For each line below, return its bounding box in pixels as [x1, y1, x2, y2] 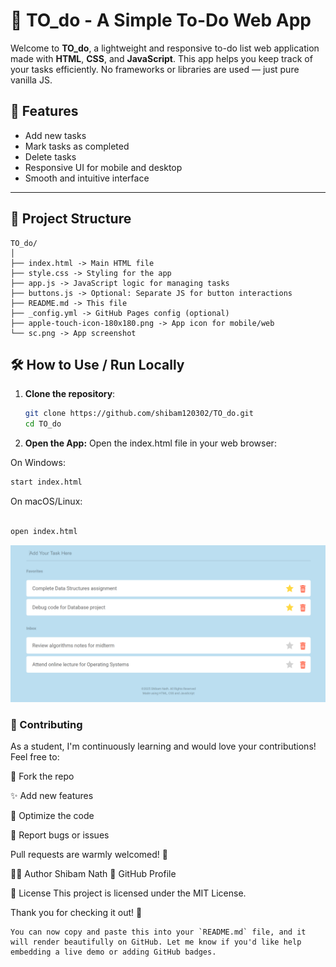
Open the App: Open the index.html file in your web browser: [24, 437, 277, 449]
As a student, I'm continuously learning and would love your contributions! [10, 740, 317, 753]
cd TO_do [24, 419, 62, 429]
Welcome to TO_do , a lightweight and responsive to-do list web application [10, 42, 320, 54]
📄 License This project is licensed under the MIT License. [10, 887, 247, 899]
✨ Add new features [10, 790, 94, 802]
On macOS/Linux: [10, 495, 83, 507]
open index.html [10, 526, 78, 536]
